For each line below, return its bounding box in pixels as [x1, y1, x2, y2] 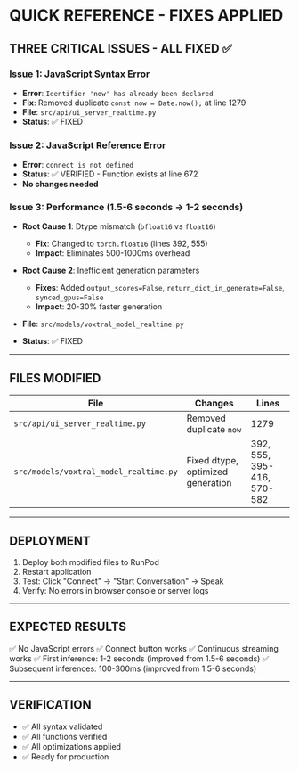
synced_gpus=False [35, 293, 104, 303]
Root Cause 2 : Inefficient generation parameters [21, 265, 200, 276]
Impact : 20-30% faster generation [35, 301, 163, 312]
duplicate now [186, 423, 242, 436]
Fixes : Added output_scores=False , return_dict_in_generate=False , [35, 283, 285, 293]
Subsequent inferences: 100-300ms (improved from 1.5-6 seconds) [9, 663, 257, 674]
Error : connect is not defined [21, 160, 134, 170]
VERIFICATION [9, 697, 92, 713]
